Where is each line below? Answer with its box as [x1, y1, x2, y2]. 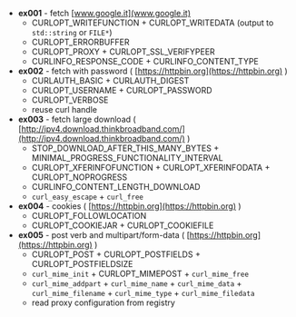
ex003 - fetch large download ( [17, 114, 136, 124]
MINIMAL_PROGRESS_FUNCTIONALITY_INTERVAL [31, 153, 224, 163]
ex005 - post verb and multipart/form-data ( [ [17, 230, 191, 240]
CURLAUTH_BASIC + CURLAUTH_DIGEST [31, 75, 190, 85]
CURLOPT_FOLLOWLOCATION [31, 211, 147, 221]
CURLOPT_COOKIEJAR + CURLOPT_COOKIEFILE [31, 220, 214, 231]
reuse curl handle [31, 104, 98, 114]
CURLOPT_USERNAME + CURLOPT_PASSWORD [31, 85, 212, 95]
